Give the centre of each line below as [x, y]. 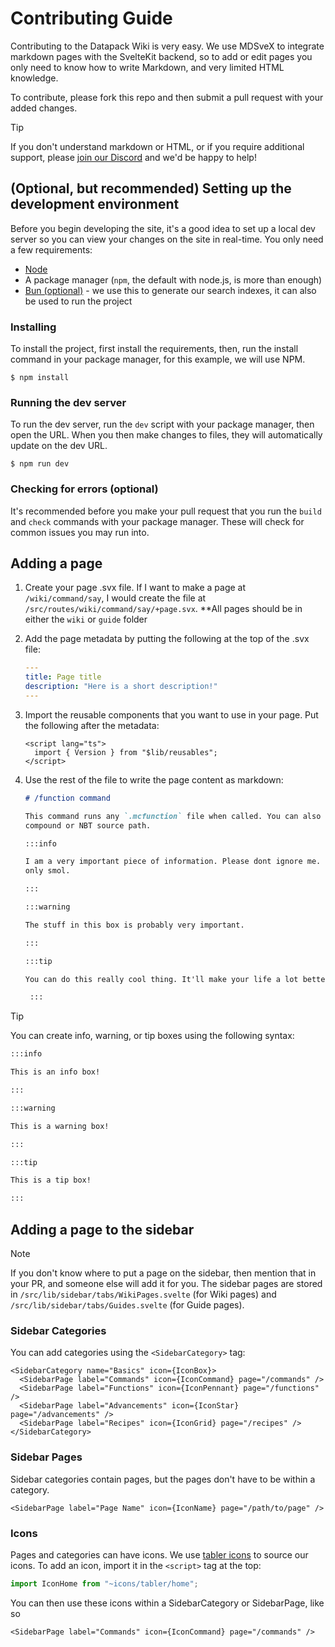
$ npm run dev [40, 464]
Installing [33, 327]
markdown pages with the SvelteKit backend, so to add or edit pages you [161, 56]
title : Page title [63, 677]
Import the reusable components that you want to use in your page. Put [171, 714]
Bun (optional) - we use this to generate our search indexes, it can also [170, 290]
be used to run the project [78, 301]
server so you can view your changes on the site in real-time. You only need [167, 239]
